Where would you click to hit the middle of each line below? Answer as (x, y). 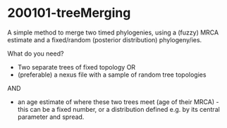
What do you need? (36, 53)
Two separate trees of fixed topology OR (76, 67)
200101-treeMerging (69, 13)
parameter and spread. (51, 117)
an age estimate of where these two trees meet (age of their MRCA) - (118, 102)
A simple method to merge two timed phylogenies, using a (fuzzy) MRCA (113, 32)
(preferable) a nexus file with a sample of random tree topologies (112, 75)
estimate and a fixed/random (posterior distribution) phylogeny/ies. (105, 39)
